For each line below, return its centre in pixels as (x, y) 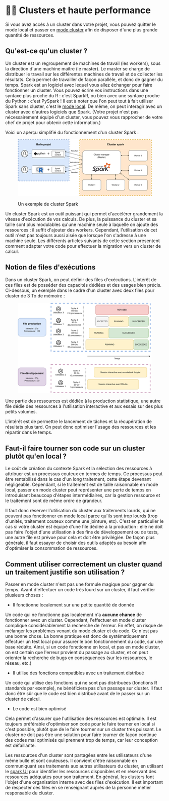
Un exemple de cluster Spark (48, 204)
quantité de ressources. (30, 35)
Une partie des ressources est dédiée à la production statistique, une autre (83, 401)
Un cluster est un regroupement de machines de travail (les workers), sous (83, 63)
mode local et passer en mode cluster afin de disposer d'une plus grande (81, 29)
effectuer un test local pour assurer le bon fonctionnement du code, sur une (84, 642)
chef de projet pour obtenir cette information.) (53, 122)
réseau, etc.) (18, 663)
